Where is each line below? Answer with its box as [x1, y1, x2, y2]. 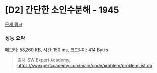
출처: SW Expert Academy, [17, 57, 71, 63]
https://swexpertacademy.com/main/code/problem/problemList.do [17, 63, 153, 69]
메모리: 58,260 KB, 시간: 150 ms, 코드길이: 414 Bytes [5, 47, 109, 53]
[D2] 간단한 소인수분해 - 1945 [5, 4, 119, 16]
